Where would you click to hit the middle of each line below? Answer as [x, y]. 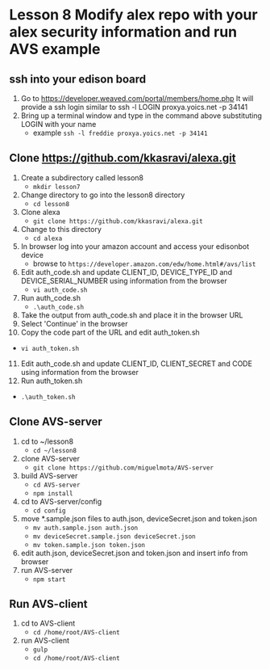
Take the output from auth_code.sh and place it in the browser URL [132, 315]
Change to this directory [61, 229]
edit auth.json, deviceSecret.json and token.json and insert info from [134, 553]
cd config [50, 511]
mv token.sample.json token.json [89, 545]
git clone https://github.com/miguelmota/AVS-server [123, 468]
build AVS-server [49, 475]
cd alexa [48, 238]
